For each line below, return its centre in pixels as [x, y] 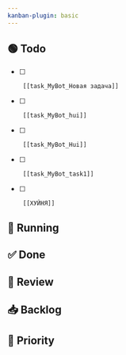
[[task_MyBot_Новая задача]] [71, 87]
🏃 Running [33, 228]
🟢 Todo [27, 49]
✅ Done [27, 255]
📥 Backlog [34, 310]
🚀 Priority [31, 341]
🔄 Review [31, 282]
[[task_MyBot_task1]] [58, 174]
